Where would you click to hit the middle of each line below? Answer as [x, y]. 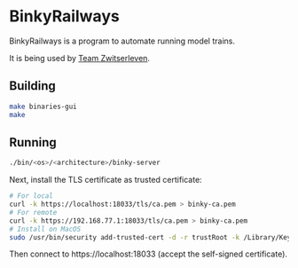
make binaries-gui [43, 106]
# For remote [33, 212]
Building [32, 86]
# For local [31, 196]
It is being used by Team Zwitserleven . [80, 58]
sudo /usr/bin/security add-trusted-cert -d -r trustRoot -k [125, 237]
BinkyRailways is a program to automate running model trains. [122, 41]
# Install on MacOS [45, 229]
